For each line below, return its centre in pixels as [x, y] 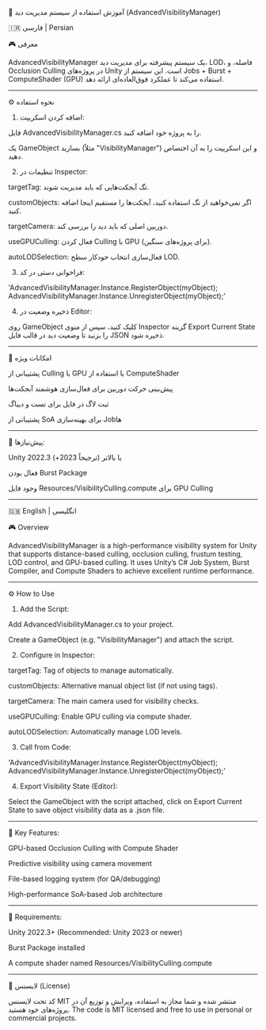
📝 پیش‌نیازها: [27, 442]
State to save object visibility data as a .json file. [86, 810]
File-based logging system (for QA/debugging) [84, 879]
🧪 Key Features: [34, 833]
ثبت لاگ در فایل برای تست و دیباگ [59, 404]
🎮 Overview [28, 527]
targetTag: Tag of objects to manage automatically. [91, 670]
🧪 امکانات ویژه [30, 358]
